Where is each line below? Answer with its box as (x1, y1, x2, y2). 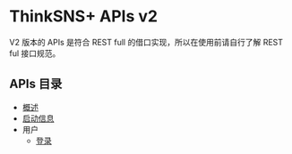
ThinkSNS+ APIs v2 (9, 6, 159, 27)
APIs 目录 (9, 77, 63, 92)
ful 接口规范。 (9, 47, 61, 59)
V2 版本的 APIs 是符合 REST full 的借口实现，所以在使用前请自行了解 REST (9, 36, 284, 47)
